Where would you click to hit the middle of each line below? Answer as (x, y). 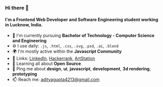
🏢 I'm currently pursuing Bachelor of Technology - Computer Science (83, 36)
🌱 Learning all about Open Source (47, 64)
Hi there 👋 (17, 8)
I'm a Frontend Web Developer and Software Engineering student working (82, 20)
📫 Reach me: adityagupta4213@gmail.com (56, 80)
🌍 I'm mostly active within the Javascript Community (67, 51)
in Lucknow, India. (24, 24)
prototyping (25, 74)
